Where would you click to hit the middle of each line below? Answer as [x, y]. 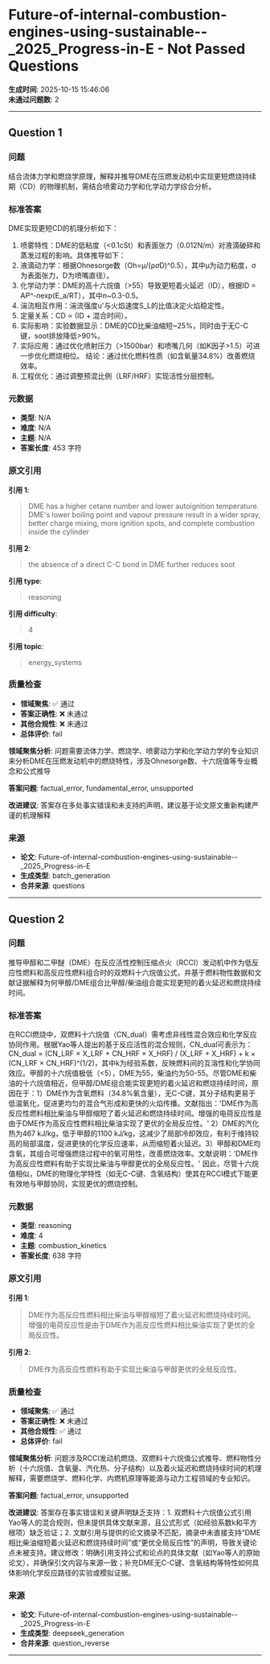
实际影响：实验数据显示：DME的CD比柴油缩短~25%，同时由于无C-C [134, 325]
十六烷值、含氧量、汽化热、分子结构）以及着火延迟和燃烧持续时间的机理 [142, 1468]
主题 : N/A [35, 438]
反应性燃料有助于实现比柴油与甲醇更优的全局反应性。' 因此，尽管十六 [137, 1164]
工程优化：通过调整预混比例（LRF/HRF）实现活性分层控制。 [119, 376]
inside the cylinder [59, 532]
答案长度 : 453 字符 [51, 448]
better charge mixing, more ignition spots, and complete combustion [141, 523]
